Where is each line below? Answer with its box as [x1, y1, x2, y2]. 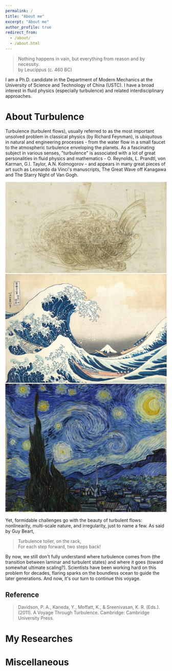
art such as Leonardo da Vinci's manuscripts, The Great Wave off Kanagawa [5, 166, 166, 172]
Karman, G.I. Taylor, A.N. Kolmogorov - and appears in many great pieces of [5, 161, 166, 167]
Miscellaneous [5, 657, 69, 668]
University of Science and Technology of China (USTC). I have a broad [5, 82, 155, 88]
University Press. [17, 615, 54, 621]
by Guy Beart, [5, 528, 35, 535]
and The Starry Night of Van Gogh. [5, 171, 78, 178]
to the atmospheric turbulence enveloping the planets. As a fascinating [5, 144, 155, 150]
